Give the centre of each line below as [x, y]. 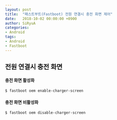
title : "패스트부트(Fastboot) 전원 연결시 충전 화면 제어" [59, 14]
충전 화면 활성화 [20, 80]
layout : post [18, 10]
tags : [10, 37]
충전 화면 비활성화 [22, 102]
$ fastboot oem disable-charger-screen [45, 113]
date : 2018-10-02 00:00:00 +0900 [41, 19]
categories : [17, 28]
